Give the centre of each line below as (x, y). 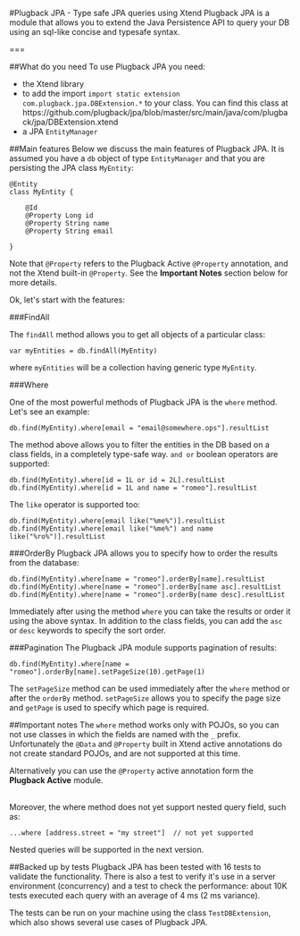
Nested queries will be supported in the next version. (107, 850)
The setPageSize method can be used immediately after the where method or (150, 689)
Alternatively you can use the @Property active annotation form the (132, 770)
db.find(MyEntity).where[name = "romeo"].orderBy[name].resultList (137, 579)
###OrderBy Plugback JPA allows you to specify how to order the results (144, 553)
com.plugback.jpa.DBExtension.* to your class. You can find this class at (155, 103)
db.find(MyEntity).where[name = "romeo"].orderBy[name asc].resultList (145, 587)
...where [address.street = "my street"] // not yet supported (131, 833)
